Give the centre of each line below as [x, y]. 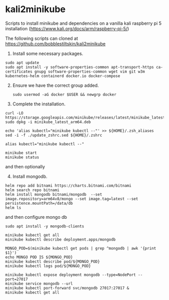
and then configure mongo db [36, 217]
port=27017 [17, 279]
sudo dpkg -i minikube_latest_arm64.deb [48, 122]
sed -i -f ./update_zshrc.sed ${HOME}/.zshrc [54, 135]
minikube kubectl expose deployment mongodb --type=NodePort [71, 275]
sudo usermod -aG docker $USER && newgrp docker [64, 94]
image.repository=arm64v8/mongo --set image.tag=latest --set [72, 199]
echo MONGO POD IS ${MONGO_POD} [39, 257]
